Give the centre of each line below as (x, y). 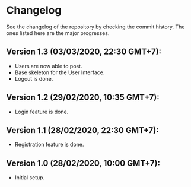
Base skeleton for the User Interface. (60, 72)
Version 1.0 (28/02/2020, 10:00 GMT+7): (83, 163)
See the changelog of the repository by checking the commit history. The (95, 27)
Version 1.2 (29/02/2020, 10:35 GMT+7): (83, 98)
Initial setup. (30, 178)
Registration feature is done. (49, 145)
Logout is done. (34, 78)
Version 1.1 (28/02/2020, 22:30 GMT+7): (82, 130)
